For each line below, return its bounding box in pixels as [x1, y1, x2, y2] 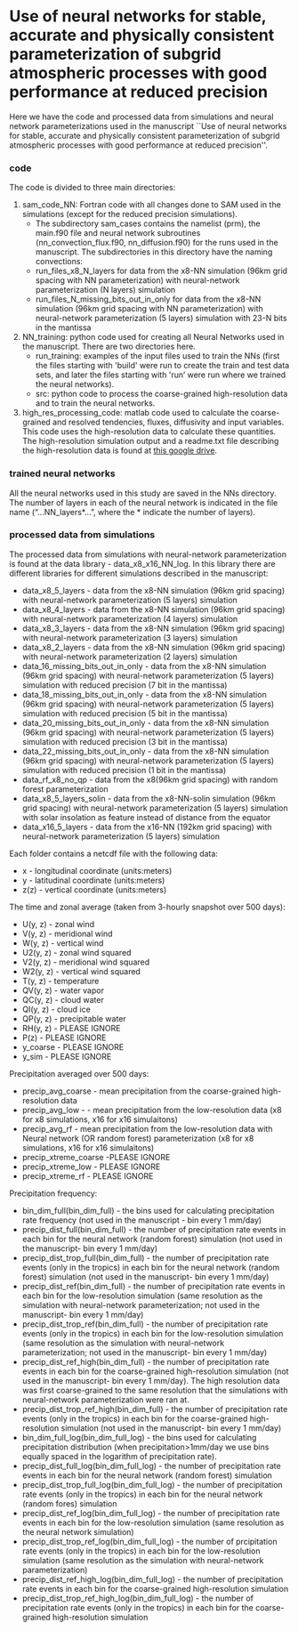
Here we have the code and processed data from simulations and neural [9, 111, 274, 122]
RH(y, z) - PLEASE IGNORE [21, 1022, 121, 1033]
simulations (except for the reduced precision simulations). [21, 209, 238, 220]
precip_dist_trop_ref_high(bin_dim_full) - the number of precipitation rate [21, 1403, 288, 1414]
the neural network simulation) [21, 1526, 135, 1537]
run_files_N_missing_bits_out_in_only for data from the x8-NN [35, 294, 262, 304]
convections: [35, 256, 83, 267]
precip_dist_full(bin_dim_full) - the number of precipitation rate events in [21, 1223, 286, 1234]
